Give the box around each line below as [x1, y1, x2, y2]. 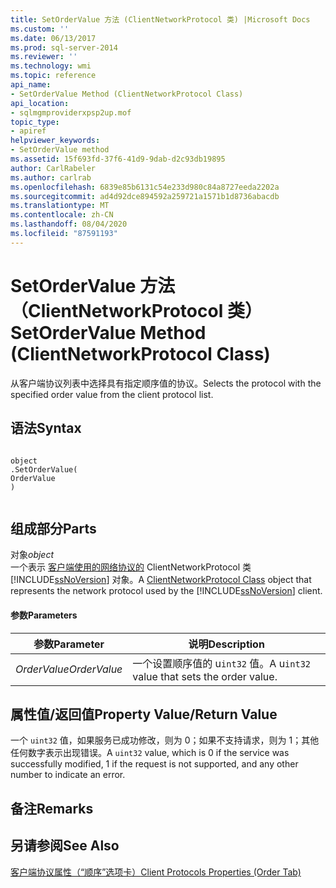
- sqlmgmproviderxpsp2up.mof [10, 107, 132, 118]
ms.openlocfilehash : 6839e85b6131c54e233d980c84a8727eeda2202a [10, 182, 280, 192]
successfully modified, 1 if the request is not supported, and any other [10, 758, 299, 770]
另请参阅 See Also [10, 837, 120, 855]
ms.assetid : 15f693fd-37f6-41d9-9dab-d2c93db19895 [10, 154, 226, 164]
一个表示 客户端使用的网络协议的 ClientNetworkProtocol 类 [10, 561, 252, 573]
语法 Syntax [10, 420, 82, 437]
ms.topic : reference [10, 71, 97, 81]
